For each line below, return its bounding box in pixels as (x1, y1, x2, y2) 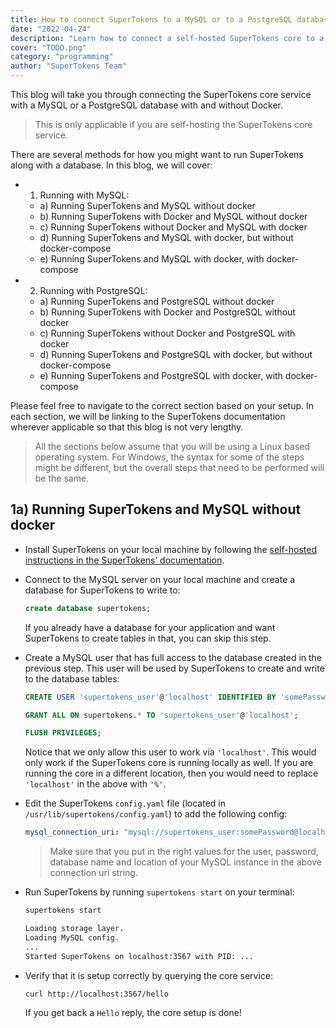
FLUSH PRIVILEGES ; (24, 728, 102, 738)
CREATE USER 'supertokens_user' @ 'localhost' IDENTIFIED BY (24, 692, 277, 702)
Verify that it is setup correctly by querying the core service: (24, 969, 274, 981)
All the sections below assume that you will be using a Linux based (34, 441, 311, 452)
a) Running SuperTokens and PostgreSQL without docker (39, 296, 275, 307)
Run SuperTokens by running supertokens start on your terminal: (24, 886, 295, 898)
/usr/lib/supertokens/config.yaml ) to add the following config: (24, 808, 288, 820)
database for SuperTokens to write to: (24, 584, 181, 596)
